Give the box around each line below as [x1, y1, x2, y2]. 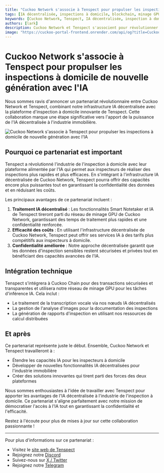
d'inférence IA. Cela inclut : [5, 290, 60, 296]
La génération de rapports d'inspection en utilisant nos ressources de [12, 310, 152, 316]
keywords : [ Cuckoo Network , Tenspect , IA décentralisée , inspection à [5, 16, 152, 21]
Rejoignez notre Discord [12, 452, 61, 458]
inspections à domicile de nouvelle [5, 72, 149, 83]
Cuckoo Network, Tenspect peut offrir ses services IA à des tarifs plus [12, 232, 154, 238]
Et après [5, 330, 31, 338]
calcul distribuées [12, 315, 48, 321]
